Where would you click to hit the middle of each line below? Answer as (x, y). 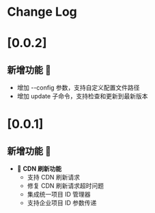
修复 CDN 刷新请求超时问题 (66, 186)
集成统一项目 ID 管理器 (59, 195)
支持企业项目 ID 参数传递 (62, 203)
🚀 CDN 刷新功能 (39, 169)
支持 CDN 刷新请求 (54, 177)
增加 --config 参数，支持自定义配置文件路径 (78, 88)
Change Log (42, 12)
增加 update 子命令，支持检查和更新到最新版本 (82, 96)
